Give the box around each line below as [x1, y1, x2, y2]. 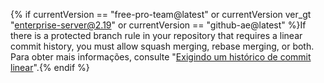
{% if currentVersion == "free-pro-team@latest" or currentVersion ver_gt [10, 9, 312, 20]
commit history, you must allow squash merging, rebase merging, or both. [10, 40, 315, 52]
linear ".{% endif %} [10, 62, 90, 73]
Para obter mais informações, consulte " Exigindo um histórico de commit [10, 51, 312, 63]
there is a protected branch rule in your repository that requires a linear [10, 30, 303, 41]
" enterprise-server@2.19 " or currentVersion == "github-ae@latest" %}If [10, 19, 307, 31]
